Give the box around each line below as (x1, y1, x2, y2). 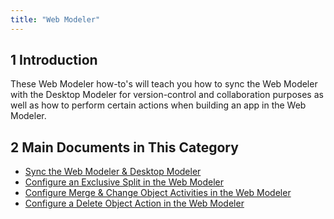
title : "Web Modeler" (10, 14, 101, 25)
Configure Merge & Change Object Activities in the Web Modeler (24, 187, 292, 199)
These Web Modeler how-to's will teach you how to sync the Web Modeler (10, 78, 318, 90)
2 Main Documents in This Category (10, 139, 239, 156)
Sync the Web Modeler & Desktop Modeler (24, 166, 202, 178)
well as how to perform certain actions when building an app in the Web (10, 99, 307, 111)
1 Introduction (10, 52, 98, 69)
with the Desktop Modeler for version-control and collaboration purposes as (10, 89, 324, 101)
